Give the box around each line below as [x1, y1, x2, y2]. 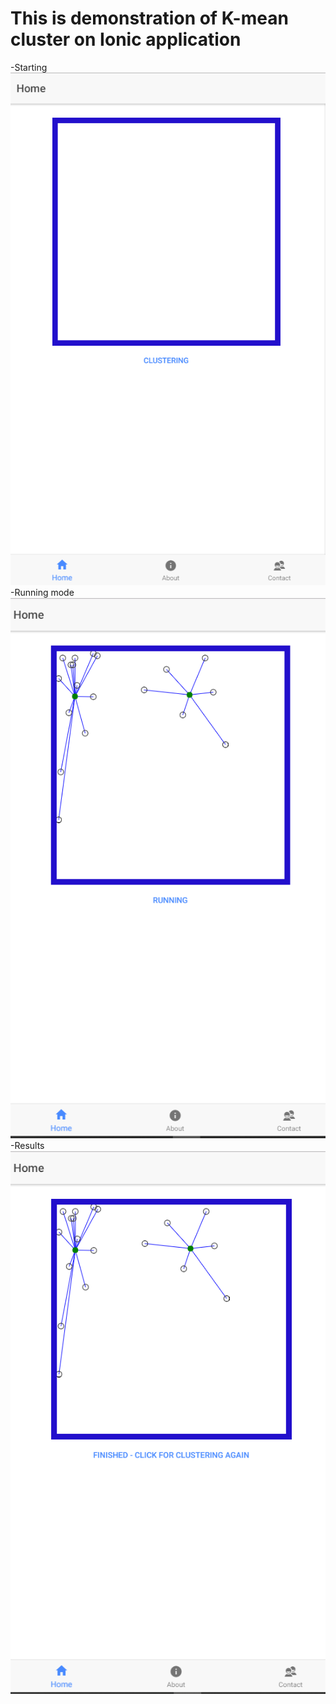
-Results [10, 1140, 45, 1152]
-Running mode [10, 587, 75, 599]
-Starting [10, 61, 48, 73]
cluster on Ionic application [10, 28, 242, 51]
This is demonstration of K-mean [10, 7, 289, 30]
